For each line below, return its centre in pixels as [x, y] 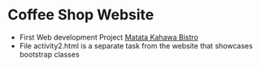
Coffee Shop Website [81, 15]
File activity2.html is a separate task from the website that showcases [136, 45]
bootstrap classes [49, 54]
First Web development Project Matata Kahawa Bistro [109, 37]
